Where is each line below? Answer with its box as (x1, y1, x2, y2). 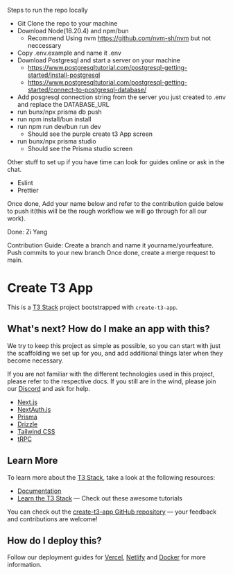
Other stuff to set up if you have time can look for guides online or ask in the (7, 158, 225, 166)
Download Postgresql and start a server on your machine (17, 56, 180, 64)
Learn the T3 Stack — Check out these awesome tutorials (17, 494, 182, 502)
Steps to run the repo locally (7, 6, 88, 14)
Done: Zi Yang (7, 228, 48, 236)
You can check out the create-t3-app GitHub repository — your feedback (7, 507, 217, 516)
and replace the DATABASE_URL (17, 101, 110, 108)
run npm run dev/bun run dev (17, 123, 102, 130)
